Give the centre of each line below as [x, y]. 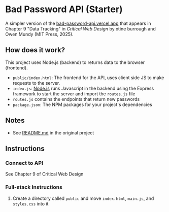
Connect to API [24, 163]
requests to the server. [36, 83]
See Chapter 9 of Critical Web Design [44, 174]
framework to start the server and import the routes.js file [74, 94]
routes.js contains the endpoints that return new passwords [76, 99]
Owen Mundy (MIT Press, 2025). [39, 34]
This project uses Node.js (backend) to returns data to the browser [75, 62]
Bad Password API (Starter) [64, 9]
